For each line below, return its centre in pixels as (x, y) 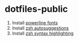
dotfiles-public (36, 9)
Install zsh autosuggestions (40, 28)
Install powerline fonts (35, 23)
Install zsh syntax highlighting (43, 33)
